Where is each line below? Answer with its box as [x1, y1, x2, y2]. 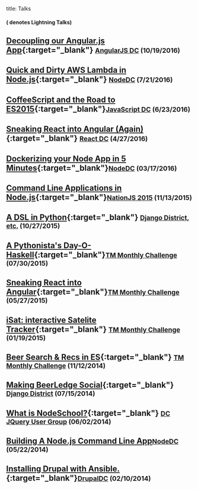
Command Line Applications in [6, 183, 122, 193]
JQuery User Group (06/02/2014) [6, 417, 111, 426]
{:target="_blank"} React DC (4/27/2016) [6, 134, 148, 144]
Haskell [6, 249, 34, 260]
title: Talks [6, 5, 31, 12]
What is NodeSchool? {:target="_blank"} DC [6, 408, 171, 418]
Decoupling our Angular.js [6, 36, 106, 46]
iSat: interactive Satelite [6, 315, 97, 325]
